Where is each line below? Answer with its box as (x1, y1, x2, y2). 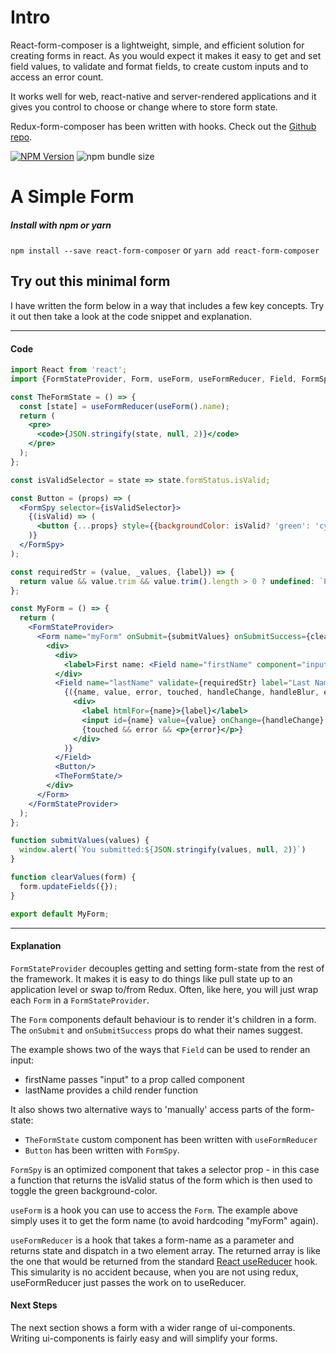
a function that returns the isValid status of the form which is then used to (10, 1174, 313, 1186)
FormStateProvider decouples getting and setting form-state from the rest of (10, 962, 325, 974)
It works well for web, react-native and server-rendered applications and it (10, 90, 317, 102)
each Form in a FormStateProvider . (10, 994, 150, 1006)
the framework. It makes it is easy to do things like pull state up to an (10, 972, 293, 985)
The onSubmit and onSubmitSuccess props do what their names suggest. (10, 1024, 304, 1036)
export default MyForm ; (10, 909, 110, 919)
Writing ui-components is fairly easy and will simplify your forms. (10, 1332, 278, 1345)
